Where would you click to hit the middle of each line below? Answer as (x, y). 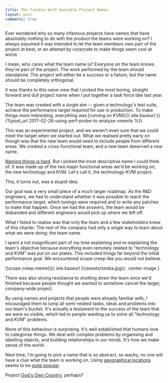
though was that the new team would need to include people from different (82, 141)
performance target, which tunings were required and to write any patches (82, 202)
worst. (12, 54)
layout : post (19, 14)
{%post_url (17, 121)
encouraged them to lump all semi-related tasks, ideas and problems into (80, 303)
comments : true (21, 19)
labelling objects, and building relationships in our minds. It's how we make (82, 340)
